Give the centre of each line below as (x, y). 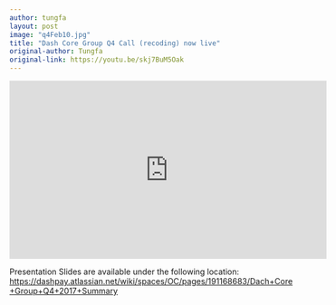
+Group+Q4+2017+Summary (64, 291)
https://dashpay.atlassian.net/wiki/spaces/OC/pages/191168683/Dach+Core (151, 281)
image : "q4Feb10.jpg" (50, 34)
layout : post (34, 26)
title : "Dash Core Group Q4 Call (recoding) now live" (115, 43)
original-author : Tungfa (56, 52)
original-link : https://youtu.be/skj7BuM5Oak (96, 60)
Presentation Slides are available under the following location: (125, 272)
